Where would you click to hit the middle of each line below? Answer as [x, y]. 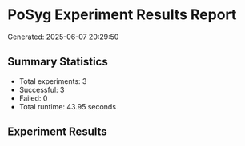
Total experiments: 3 [53, 81]
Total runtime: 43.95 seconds [68, 106]
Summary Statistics [58, 62]
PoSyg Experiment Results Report [122, 15]
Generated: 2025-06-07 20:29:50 [63, 37]
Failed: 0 [33, 98]
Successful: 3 [42, 89]
